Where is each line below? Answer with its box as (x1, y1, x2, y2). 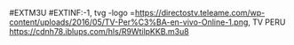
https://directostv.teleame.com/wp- (134, 8, 266, 18)
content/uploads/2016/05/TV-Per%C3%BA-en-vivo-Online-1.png (9, 17, 249, 27)
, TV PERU (248, 17, 286, 27)
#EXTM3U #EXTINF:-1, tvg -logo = (9, 8, 136, 18)
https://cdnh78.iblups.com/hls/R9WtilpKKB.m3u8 (9, 26, 189, 36)
